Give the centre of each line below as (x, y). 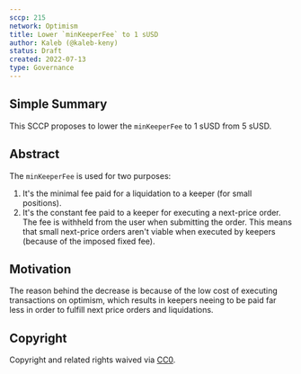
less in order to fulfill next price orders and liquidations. (111, 310)
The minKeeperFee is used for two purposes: (90, 175)
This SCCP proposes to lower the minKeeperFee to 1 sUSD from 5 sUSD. (141, 126)
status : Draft (36, 51)
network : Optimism (44, 26)
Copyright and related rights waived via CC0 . (93, 360)
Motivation (40, 269)
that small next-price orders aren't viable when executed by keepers (149, 231)
